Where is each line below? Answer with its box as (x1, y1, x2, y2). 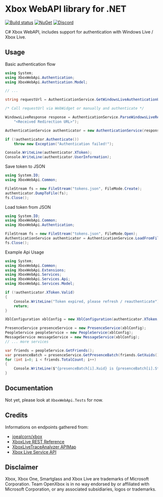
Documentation (5, 384, 53, 392)
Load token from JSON (5, 204, 51, 210)
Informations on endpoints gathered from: (5, 424, 89, 430)
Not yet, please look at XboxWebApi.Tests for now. (5, 397, 103, 403)
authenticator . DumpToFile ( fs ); (5, 191, 68, 196)
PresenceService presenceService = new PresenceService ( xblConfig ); (5, 326, 147, 331)
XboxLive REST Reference (12, 439, 65, 444)
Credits (5, 411, 28, 420)
